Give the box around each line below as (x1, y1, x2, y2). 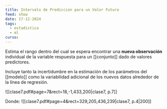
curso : (5, 35, 19, 40)
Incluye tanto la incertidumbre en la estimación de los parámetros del (5, 68, 147, 74)
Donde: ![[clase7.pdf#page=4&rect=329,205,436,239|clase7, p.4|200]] (5, 98, 152, 104)
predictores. (5, 59, 30, 65)
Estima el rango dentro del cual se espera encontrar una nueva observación (5, 48, 163, 54)
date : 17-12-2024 (5, 16, 41, 21)
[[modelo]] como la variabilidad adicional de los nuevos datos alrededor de (5, 74, 159, 80)
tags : (5, 21, 16, 26)
